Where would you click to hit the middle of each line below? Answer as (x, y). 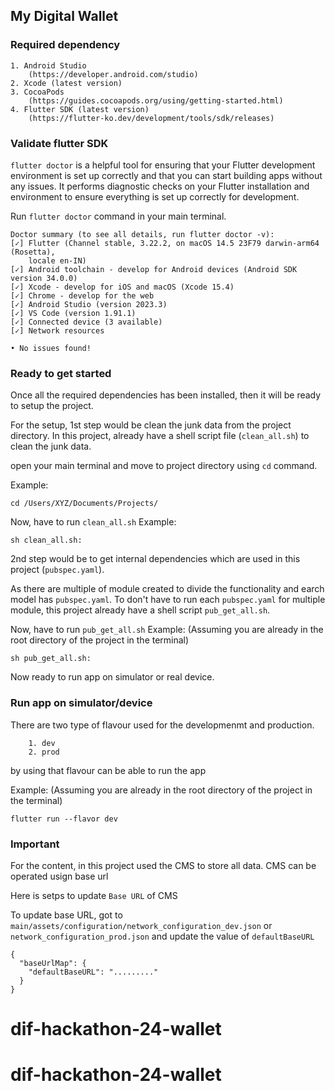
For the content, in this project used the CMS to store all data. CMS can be (163, 865)
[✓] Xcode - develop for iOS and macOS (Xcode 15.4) (122, 287)
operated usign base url (59, 876)
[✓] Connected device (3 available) (86, 322)
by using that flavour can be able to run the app (108, 770)
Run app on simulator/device (81, 703)
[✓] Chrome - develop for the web (82, 295)
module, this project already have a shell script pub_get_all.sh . (140, 610)
